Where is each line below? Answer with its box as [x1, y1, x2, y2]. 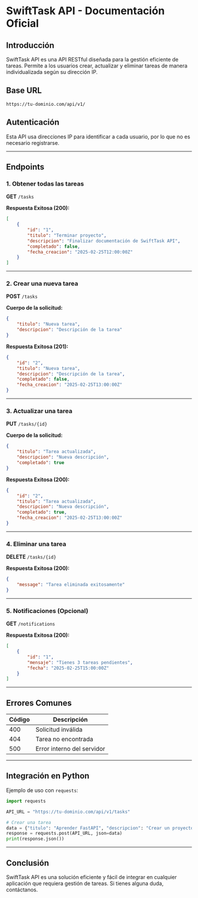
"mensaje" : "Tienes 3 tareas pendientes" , [27, 659, 133, 666]
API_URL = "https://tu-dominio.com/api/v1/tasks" [6, 809, 131, 815]
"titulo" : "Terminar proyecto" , [27, 232, 107, 238]
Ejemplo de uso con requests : [6, 786, 78, 793]
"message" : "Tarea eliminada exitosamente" [16, 582, 126, 588]
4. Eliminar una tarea [6, 540, 67, 548]
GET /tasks [6, 193, 34, 200]
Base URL [6, 86, 42, 96]
